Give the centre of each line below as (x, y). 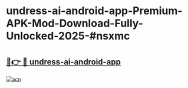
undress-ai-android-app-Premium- (94, 11)
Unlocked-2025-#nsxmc (68, 36)
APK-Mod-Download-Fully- (75, 23)
